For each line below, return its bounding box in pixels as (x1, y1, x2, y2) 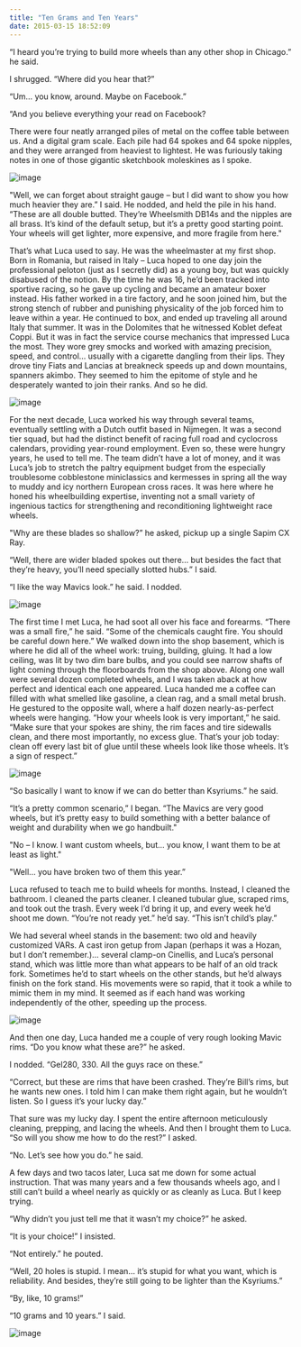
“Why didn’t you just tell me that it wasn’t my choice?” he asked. (9, 1213, 248, 1224)
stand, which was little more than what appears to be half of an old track (9, 959, 278, 969)
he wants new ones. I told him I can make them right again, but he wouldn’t (9, 1086, 287, 1097)
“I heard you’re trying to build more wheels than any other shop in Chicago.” (9, 46, 292, 57)
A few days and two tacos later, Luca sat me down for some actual (9, 1167, 257, 1178)
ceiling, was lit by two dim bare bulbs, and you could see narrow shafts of (9, 654, 283, 665)
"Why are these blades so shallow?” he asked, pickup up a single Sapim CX (9, 527, 290, 538)
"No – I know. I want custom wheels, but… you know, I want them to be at (9, 839, 281, 850)
